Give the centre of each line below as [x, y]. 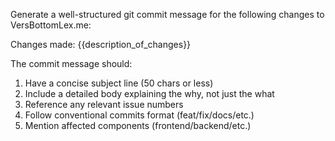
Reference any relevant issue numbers [104, 104]
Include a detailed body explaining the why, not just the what [149, 93]
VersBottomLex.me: [51, 25]
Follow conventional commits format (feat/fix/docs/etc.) [139, 115]
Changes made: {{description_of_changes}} [101, 44]
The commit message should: [71, 63]
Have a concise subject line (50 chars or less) [119, 83]
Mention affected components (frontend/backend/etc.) [138, 125]
